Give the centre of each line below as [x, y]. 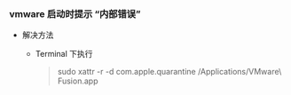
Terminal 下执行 [64, 54]
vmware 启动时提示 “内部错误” [75, 13]
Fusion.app [78, 81]
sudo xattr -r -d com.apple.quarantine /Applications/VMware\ [169, 72]
